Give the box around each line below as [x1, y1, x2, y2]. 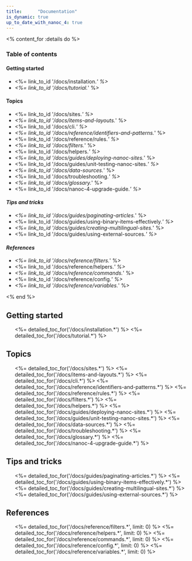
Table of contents [6, 50, 58, 59]
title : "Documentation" [6, 8, 78, 15]
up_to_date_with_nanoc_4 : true [6, 19, 83, 25]
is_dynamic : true [6, 14, 49, 20]
